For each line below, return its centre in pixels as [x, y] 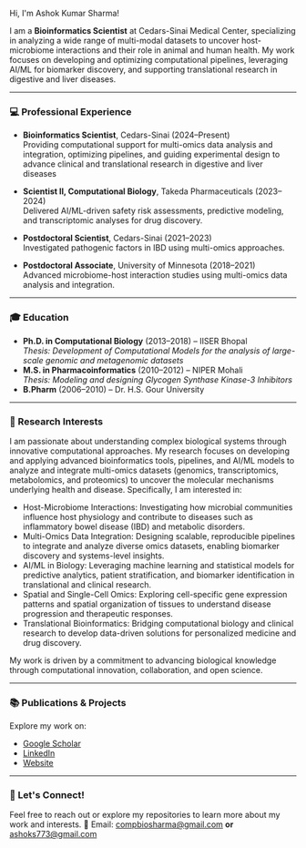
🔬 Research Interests [56, 421]
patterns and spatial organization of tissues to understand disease [147, 604]
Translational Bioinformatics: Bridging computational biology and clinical [158, 623]
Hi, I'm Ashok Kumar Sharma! [65, 13]
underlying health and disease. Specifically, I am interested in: [126, 489]
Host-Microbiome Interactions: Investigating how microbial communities [158, 507]
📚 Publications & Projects [68, 702]
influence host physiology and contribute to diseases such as [138, 516]
